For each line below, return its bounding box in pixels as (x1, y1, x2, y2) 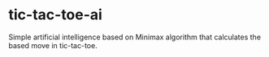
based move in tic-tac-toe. (8, 40, 98, 50)
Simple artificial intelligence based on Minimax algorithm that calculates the (8, 32, 262, 42)
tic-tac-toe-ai (8, 6, 103, 24)
